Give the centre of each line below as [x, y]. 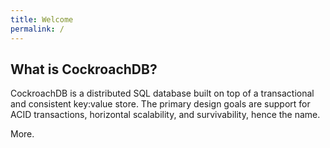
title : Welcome [42, 19]
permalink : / [37, 29]
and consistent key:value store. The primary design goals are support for [160, 104]
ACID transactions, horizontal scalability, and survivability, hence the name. [165, 115]
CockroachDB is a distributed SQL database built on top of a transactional [162, 93]
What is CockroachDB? [84, 69]
